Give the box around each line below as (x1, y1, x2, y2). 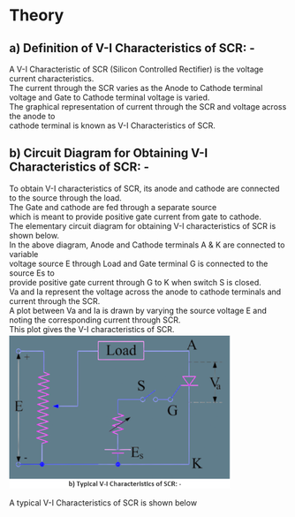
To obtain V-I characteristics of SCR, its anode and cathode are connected (9, 183, 280, 194)
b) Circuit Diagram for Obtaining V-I (9, 146, 208, 161)
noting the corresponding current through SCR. (9, 315, 181, 325)
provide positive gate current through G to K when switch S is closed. (9, 277, 262, 287)
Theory (9, 5, 64, 26)
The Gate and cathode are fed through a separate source (9, 201, 217, 212)
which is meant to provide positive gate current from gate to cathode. (9, 211, 262, 222)
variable (9, 248, 39, 259)
